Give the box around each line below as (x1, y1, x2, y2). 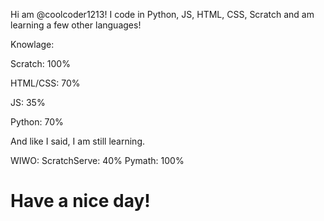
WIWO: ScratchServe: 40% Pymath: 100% (10, 155, 185, 166)
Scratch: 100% (10, 58, 71, 69)
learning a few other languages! (10, 19, 142, 31)
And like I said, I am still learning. (10, 135, 146, 147)
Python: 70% (10, 116, 64, 128)
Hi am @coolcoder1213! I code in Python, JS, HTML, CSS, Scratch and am (10, 9, 315, 20)
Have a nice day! (10, 190, 151, 213)
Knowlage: (10, 39, 55, 50)
